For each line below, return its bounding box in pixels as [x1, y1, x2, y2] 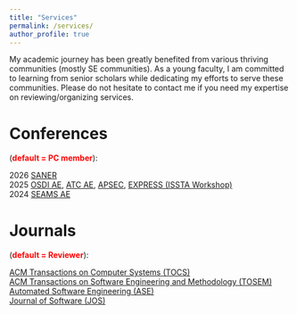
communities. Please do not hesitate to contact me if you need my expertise [9, 82, 289, 94]
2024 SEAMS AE [9, 189, 71, 200]
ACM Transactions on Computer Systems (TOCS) [9, 267, 191, 277]
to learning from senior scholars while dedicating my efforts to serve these [9, 73, 284, 84]
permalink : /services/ [9, 21, 94, 30]
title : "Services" [9, 12, 78, 22]
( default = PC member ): [9, 153, 98, 163]
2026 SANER [9, 170, 58, 181]
